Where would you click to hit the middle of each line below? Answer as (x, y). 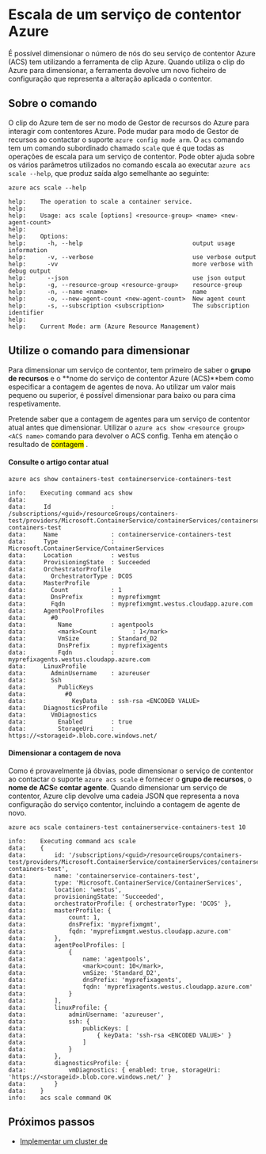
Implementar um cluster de (64, 1141)
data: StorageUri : (61, 728)
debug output (30, 271)
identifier (26, 312)
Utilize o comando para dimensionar (99, 351)
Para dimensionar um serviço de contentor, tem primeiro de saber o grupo (129, 369)
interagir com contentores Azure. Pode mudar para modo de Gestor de (123, 131)
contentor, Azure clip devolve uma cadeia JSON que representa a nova (124, 796)
